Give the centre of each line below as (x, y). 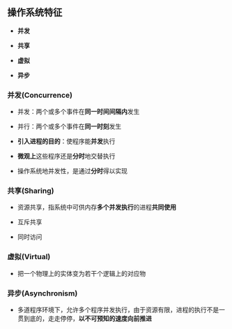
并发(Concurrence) (40, 95)
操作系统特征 (35, 13)
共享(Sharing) (31, 191)
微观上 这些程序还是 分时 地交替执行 (66, 156)
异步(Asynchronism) (42, 293)
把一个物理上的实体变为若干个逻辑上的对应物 (82, 273)
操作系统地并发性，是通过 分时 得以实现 (72, 171)
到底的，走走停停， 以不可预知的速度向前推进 (87, 319)
